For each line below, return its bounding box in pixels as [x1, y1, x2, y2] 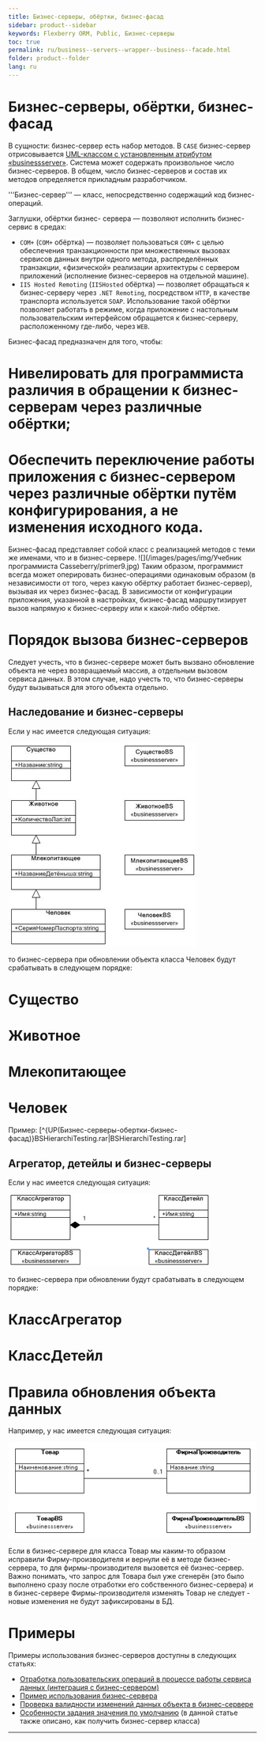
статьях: [8, 1659, 37, 1669]
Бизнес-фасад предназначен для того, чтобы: [8, 336, 163, 346]
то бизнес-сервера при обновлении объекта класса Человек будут [8, 954, 237, 964]
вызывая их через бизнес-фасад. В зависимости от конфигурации [8, 586, 233, 596]
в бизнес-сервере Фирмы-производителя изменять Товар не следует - [8, 1588, 251, 1598]
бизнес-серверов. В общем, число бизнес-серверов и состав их [8, 166, 227, 176]
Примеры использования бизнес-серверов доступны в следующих [8, 1651, 237, 1660]
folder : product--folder [8, 55, 90, 63]
